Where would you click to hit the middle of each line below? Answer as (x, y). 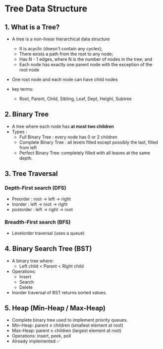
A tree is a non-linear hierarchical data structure (61, 39)
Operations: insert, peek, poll (41, 336)
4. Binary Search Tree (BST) (48, 249)
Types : (19, 131)
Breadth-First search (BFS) (38, 222)
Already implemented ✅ (36, 341)
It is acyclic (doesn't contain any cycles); (61, 49)
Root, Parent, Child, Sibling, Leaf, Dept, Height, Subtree (75, 99)
